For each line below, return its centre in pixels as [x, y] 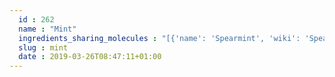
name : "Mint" [47, 29]
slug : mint [43, 47]
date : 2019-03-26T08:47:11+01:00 [90, 57]
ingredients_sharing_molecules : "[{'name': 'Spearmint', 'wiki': [159, 38]
